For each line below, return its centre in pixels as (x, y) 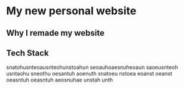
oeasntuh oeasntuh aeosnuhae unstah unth (60, 80)
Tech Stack (27, 53)
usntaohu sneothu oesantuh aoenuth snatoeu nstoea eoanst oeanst (89, 74)
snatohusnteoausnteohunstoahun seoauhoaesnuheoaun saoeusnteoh (92, 67)
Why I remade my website (55, 33)
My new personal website (71, 11)
